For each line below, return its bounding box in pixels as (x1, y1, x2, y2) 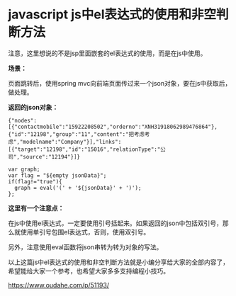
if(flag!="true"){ (8, 178, 62, 185)
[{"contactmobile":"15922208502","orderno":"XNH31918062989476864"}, (8, 123, 218, 130)
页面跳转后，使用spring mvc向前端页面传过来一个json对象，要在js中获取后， (8, 79, 232, 87)
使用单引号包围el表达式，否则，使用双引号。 (20, 227, 150, 236)
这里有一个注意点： (8, 203, 64, 212)
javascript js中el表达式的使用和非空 (8, 6, 217, 23)
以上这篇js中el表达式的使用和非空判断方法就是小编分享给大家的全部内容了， (8, 258, 230, 266)
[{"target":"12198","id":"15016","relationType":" (8, 146, 161, 153)
